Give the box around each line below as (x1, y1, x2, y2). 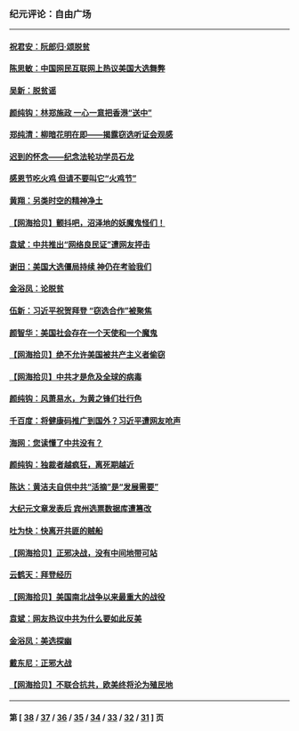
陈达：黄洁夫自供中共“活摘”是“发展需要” (9, 481, 159, 492)
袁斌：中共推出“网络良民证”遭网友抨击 (9, 239, 151, 250)
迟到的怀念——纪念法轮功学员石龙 (9, 151, 134, 162)
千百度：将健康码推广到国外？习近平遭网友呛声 (9, 415, 181, 426)
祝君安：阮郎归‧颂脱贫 (9, 41, 91, 52)
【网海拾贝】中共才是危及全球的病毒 (9, 371, 142, 382)
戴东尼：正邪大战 (9, 657, 72, 668)
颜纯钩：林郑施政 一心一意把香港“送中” (9, 107, 153, 117)
